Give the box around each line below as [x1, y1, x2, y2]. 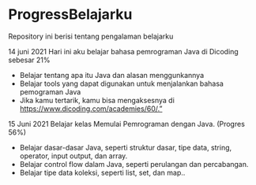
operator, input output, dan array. [19, 151, 128, 161]
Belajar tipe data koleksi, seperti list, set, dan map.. [19, 168, 186, 177]
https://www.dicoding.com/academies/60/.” [19, 104, 163, 113]
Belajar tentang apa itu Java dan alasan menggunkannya [19, 70, 204, 80]
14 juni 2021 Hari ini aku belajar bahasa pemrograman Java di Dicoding [8, 46, 239, 56]
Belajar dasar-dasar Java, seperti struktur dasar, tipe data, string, [19, 142, 232, 152]
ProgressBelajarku [8, 6, 133, 24]
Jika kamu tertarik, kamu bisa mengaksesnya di [19, 95, 175, 105]
